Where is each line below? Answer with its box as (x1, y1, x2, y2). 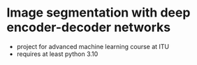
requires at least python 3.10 (16, 50, 98, 58)
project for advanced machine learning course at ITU (16, 42, 170, 50)
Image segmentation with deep (6, 5, 191, 21)
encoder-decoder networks (6, 19, 171, 35)
